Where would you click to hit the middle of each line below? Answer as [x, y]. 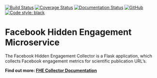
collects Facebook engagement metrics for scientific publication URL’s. [76, 61]
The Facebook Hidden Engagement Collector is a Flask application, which [79, 56]
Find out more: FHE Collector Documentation [51, 70]
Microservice [32, 42]
